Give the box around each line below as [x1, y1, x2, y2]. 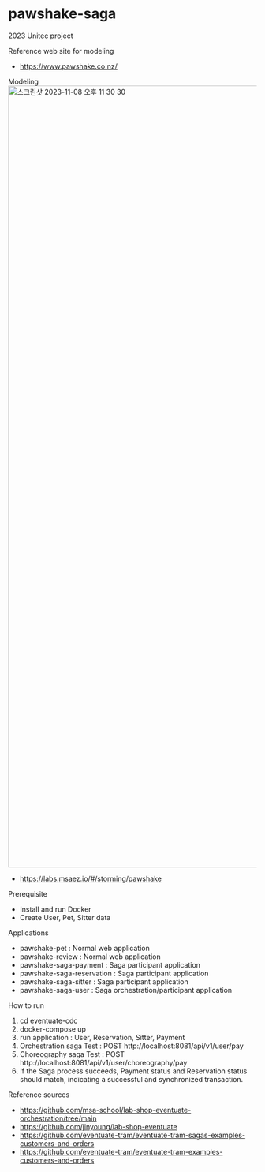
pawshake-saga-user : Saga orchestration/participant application [19, 985, 233, 994]
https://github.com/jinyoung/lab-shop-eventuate [19, 1121, 177, 1131]
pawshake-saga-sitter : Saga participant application [19, 976, 189, 987]
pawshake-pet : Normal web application [19, 943, 150, 953]
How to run [8, 1000, 45, 1010]
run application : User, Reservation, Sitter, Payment [19, 1032, 185, 1042]
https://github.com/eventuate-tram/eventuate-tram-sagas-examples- [19, 1130, 246, 1140]
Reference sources [8, 1090, 70, 1099]
